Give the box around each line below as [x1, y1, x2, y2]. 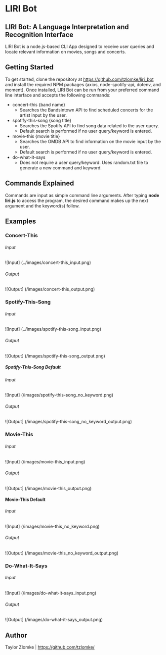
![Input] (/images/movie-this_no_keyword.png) [5, 523, 100, 529]
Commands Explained [5, 179, 74, 188]
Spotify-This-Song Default [5, 364, 61, 370]
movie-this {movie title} [12, 133, 60, 139]
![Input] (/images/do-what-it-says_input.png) [5, 590, 97, 596]
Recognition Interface [5, 30, 74, 39]
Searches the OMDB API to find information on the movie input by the [19, 138, 161, 144]
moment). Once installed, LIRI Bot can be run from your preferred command [5, 87, 160, 93]
